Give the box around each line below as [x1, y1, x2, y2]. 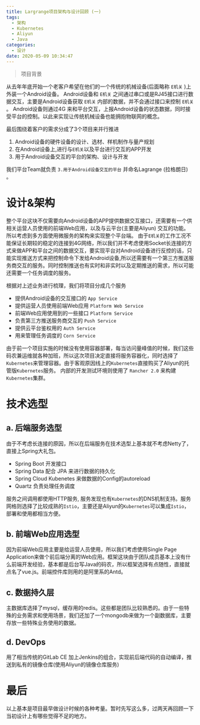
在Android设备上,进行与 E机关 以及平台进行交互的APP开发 [14, 145, 152, 153]
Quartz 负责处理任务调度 [14, 482, 76, 489]
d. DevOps [6, 637, 46, 647]
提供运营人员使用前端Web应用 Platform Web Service [14, 302, 144, 309]
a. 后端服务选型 [6, 423, 62, 433]
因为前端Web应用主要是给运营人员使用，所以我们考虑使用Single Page [6, 546, 177, 553]
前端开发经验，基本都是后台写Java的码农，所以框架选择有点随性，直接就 [11, 561, 190, 568]
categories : [6, 42, 36, 48]
